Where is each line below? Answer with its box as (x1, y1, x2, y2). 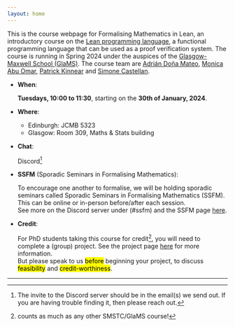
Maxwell (7, 59, 31, 67)
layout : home (7, 10, 45, 18)
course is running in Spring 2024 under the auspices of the (7, 52, 178, 60)
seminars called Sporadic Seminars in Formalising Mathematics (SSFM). (17, 191, 225, 200)
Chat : (17, 141, 34, 151)
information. (17, 249, 52, 258)
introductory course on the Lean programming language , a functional (7, 36, 206, 46)
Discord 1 (17, 155, 43, 165)
